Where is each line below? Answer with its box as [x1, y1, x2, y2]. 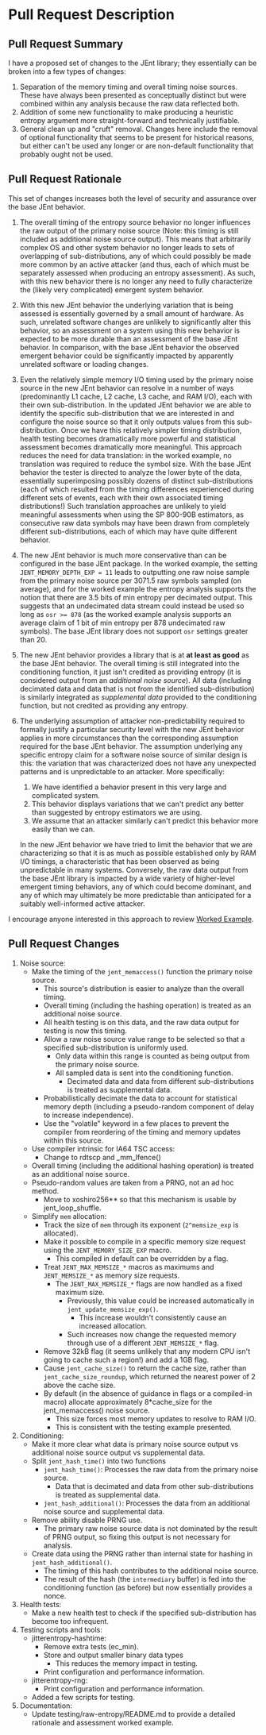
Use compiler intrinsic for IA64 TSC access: [31, 1143, 175, 1153]
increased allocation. [79, 1321, 148, 1331]
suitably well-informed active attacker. [19, 899, 145, 908]
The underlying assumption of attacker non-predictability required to [19, 716, 245, 726]
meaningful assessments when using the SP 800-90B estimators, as [19, 510, 245, 519]
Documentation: [19, 1701, 73, 1710]
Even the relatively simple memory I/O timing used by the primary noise [19, 375, 254, 384]
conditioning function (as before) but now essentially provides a [43, 1583, 253, 1592]
